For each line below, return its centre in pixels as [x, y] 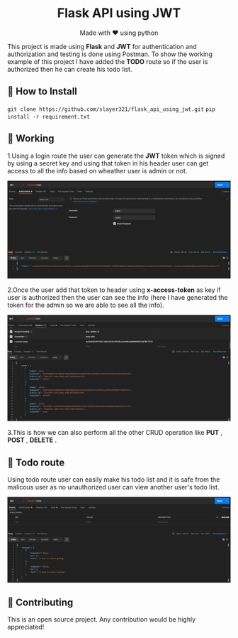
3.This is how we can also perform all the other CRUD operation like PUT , [115, 433]
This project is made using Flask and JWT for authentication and [102, 46]
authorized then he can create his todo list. [70, 69]
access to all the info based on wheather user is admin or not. [97, 171]
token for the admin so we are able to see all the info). [86, 305]
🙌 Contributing [40, 602]
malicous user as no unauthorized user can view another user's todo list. [113, 487]
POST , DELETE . [32, 440]
